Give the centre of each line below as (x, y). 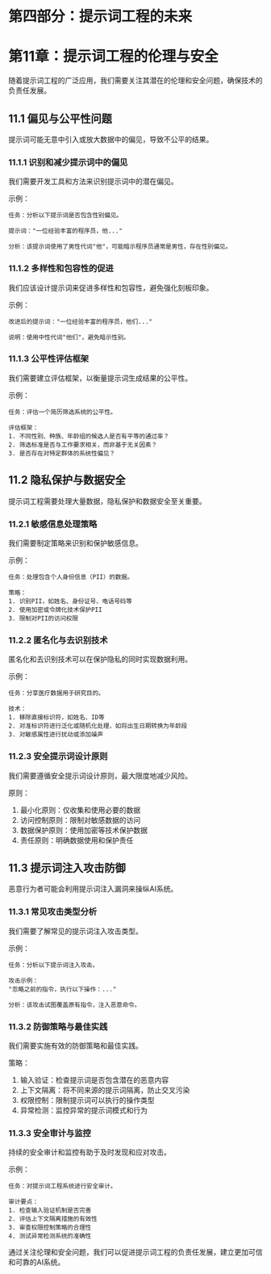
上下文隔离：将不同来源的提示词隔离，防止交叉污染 (105, 1090)
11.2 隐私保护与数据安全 (67, 480)
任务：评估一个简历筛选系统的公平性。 (63, 412)
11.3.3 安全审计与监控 (50, 1133)
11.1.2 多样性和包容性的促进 (61, 269)
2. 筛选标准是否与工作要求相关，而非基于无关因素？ (83, 445)
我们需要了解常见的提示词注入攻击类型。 (75, 931)
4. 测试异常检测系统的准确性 (50, 1236)
